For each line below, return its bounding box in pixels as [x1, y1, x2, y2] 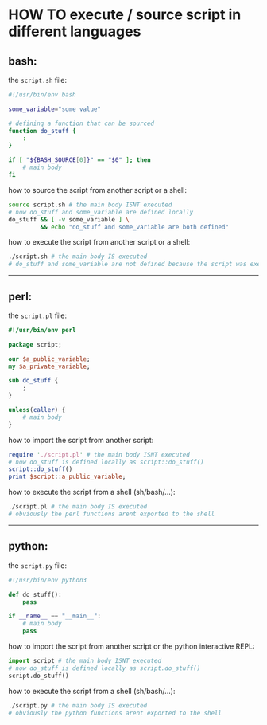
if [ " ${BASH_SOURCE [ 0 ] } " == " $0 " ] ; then [8, 156, 151, 164]
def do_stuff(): [8, 590, 62, 598]
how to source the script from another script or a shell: [8, 185, 187, 194]
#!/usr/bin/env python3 [8, 576, 87, 584]
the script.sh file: [8, 76, 68, 84]
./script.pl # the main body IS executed [8, 503, 148, 511]
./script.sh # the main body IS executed [8, 253, 148, 261]
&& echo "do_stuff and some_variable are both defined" [40, 223, 229, 231]
